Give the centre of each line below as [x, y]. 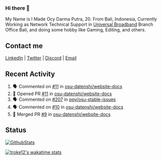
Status [16, 130]
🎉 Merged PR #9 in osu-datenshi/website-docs [62, 114]
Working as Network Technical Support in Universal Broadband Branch [79, 24]
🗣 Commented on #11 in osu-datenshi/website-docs [67, 86]
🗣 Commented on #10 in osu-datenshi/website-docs [68, 107]
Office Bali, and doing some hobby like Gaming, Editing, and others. [76, 30]
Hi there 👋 [18, 8]
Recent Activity [30, 74]
